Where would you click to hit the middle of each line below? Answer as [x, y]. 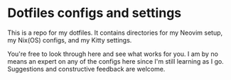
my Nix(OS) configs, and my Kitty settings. [70, 40]
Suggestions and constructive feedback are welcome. [86, 69]
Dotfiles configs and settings [95, 13]
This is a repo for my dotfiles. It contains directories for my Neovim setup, [115, 33]
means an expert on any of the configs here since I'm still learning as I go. [116, 61]
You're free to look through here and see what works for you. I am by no [113, 54]
